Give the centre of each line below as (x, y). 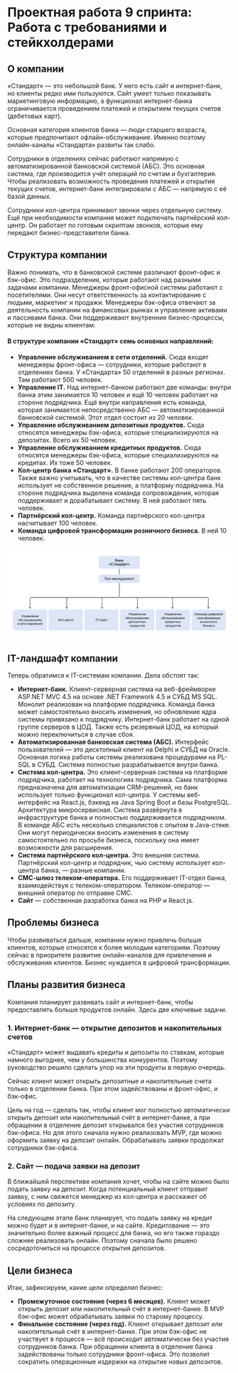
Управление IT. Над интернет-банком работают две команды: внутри (124, 387)
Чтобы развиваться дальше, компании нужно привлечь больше (105, 940)
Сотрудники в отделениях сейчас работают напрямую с (93, 158)
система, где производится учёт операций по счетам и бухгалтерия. (112, 174)
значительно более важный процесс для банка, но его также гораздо (114, 1233)
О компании (36, 69)
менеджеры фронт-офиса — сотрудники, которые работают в (112, 365)
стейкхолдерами (61, 43)
